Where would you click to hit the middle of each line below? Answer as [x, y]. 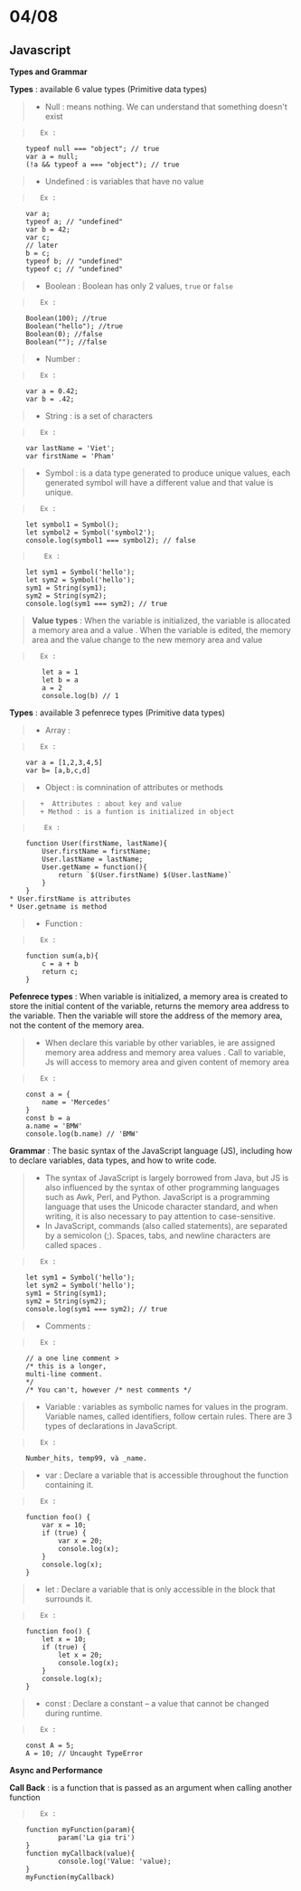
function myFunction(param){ [80, 1830]
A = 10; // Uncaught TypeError [85, 1754]
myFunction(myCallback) [71, 1877]
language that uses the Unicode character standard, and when [161, 1206]
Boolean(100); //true [66, 318]
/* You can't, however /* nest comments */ [109, 1390]
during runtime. [74, 1713]
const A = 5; [50, 1745]
